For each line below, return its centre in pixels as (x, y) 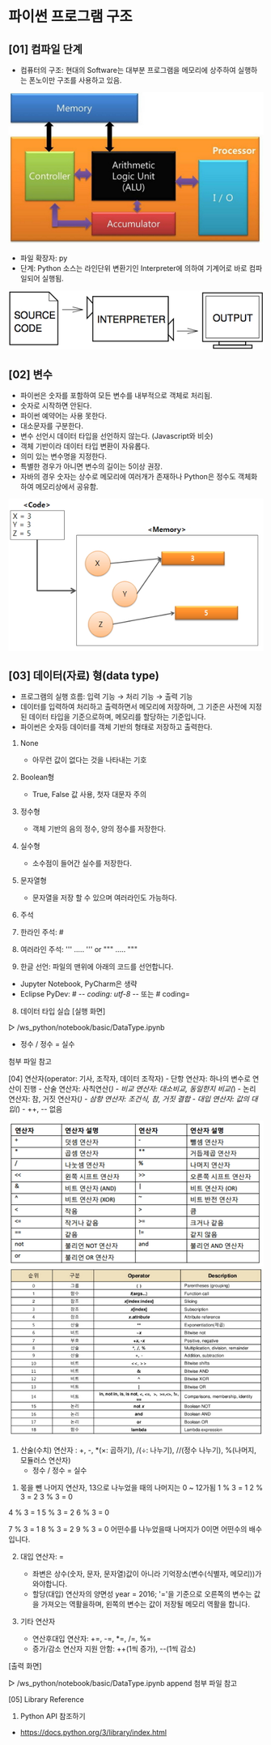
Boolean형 (37, 777)
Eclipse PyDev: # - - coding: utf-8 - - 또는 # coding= (105, 994)
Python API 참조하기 (53, 1716)
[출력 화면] (25, 1666)
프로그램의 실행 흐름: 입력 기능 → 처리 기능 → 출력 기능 (106, 697)
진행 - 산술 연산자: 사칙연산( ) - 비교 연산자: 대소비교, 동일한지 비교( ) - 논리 (140, 1089)
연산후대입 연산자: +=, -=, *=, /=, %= (92, 1638)
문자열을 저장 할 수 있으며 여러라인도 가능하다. (104, 898)
